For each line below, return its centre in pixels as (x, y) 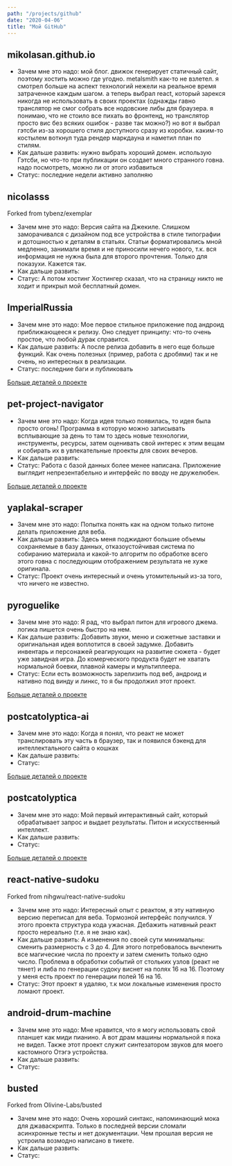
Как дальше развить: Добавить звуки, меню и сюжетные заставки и (119, 637)
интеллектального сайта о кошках (68, 748)
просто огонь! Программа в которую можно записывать (101, 428)
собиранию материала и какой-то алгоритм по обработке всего (113, 554)
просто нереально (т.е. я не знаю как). (74, 932)
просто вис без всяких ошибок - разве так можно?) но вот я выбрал (118, 123)
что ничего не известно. (53, 584)
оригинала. (34, 569)
